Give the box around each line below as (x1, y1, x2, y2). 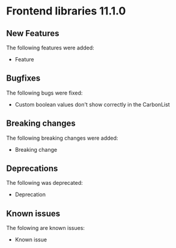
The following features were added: (6, 44, 94, 51)
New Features (6, 28, 59, 39)
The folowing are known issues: (6, 225, 85, 232)
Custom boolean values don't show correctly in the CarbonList (14, 101, 170, 108)
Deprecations (6, 164, 58, 174)
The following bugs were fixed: (6, 89, 83, 96)
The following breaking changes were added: (6, 134, 118, 141)
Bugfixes (6, 73, 41, 84)
